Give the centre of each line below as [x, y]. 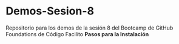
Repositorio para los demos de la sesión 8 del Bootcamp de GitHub [89, 28]
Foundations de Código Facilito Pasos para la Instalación [77, 34]
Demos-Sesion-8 [50, 11]
